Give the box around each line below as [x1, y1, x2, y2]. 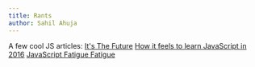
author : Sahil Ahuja [8, 19, 78, 27]
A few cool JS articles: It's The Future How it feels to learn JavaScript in [8, 41, 248, 50]
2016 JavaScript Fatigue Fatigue [8, 49, 115, 59]
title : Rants [8, 11, 52, 20]
